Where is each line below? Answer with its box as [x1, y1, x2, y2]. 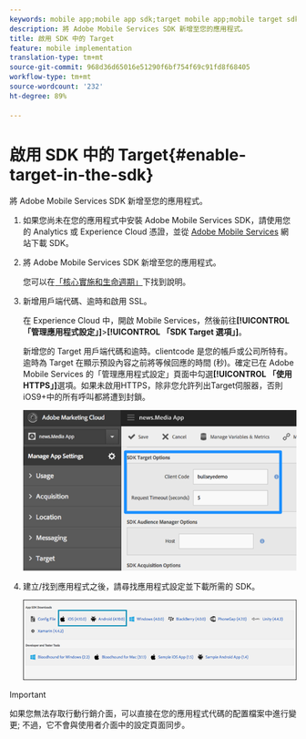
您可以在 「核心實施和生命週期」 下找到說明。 [22, 276, 191, 287]
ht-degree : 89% [9, 91, 67, 100]
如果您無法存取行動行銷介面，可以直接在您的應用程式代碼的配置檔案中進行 [9, 708, 289, 719]
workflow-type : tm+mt [9, 73, 92, 82]
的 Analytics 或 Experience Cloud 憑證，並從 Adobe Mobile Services [22, 226, 280, 237]
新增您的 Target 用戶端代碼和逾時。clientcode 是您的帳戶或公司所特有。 [22, 346, 293, 357]
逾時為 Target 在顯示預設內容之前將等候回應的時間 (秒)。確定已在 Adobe [22, 357, 294, 368]
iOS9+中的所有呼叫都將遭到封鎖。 [22, 392, 150, 403]
